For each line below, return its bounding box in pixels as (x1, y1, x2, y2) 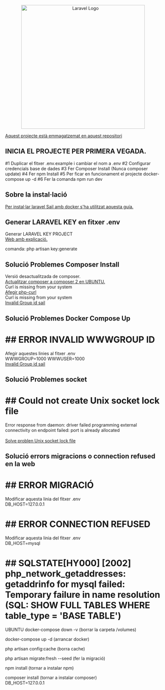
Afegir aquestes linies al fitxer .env (5, 350, 76, 356)
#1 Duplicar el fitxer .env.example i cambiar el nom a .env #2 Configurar (5, 160, 151, 166)
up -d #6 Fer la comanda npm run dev (25, 176, 103, 182)
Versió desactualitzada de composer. (5, 273, 81, 279)
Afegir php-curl (5, 289, 37, 295)
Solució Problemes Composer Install (5, 260, 120, 268)
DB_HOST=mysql (5, 540, 41, 546)
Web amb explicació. (5, 236, 48, 242)
